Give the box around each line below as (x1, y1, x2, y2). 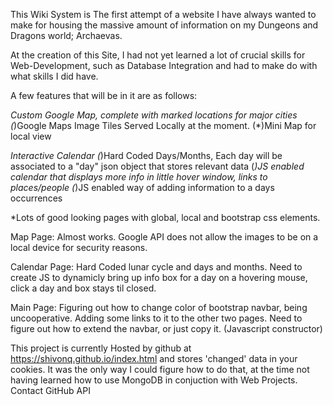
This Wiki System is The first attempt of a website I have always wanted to (10, 9, 317, 20)
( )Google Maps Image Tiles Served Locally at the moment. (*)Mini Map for (10, 120, 317, 131)
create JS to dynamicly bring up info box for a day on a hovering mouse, (10, 272, 308, 283)
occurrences (10, 192, 63, 204)
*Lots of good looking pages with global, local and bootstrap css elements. (10, 212, 321, 223)
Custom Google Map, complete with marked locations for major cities (10, 109, 298, 121)
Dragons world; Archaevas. (10, 30, 123, 41)
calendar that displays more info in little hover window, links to (10, 171, 268, 183)
